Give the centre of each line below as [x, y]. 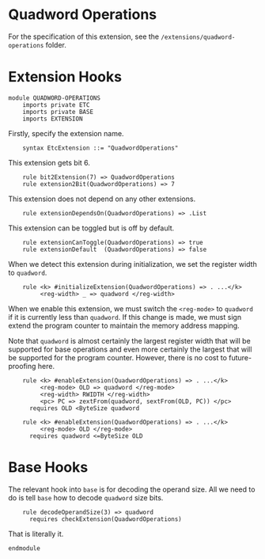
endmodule [25, 548]
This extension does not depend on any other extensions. [102, 199]
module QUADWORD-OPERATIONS [55, 98]
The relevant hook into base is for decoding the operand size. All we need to [132, 489]
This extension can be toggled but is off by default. [91, 228]
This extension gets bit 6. [49, 162]
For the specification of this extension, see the [84, 36]
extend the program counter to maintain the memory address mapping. [124, 325]
